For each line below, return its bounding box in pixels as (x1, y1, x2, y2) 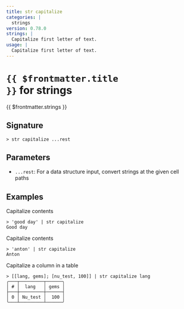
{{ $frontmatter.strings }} (6, 103, 67, 110)
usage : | (6, 42, 28, 48)
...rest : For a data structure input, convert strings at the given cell (14, 168, 179, 176)
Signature (6, 120, 43, 131)
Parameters (6, 152, 51, 163)
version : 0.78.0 (6, 25, 46, 32)
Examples (6, 192, 43, 202)
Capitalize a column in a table (6, 262, 79, 269)
